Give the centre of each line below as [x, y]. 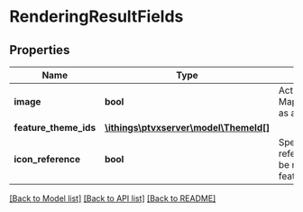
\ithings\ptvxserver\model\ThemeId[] [187, 128]
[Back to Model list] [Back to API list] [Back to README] [113, 198]
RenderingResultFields [96, 17]
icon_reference [47, 159]
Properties [40, 50]
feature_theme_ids [55, 128]
